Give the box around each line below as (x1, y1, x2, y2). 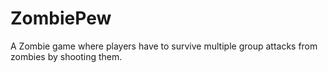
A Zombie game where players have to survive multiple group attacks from (10, 40, 318, 52)
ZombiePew (10, 7, 112, 30)
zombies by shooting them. (10, 50, 123, 62)
